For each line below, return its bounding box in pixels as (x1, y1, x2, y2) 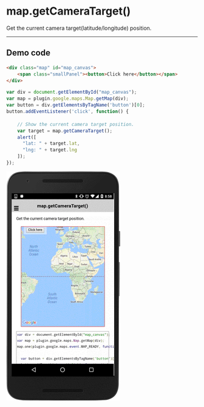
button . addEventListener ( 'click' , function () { (6, 108, 129, 114)
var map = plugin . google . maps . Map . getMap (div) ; (6, 96, 129, 102)
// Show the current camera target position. (17, 121, 135, 127)
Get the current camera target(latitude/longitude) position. (6, 24, 152, 32)
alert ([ (17, 134, 36, 141)
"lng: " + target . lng (22, 147, 78, 153)
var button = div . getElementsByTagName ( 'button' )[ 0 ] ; (6, 102, 146, 108)
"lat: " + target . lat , (22, 141, 80, 147)
